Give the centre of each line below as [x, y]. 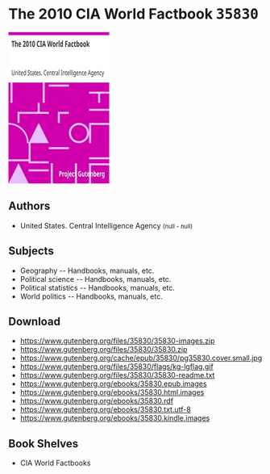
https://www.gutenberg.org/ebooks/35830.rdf [97, 401]
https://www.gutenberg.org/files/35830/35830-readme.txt [117, 375]
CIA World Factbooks [55, 463]
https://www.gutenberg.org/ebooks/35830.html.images [112, 392]
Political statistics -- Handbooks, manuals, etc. [97, 287]
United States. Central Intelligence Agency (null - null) [106, 225]
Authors [29, 206]
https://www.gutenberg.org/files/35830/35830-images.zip [117, 341]
